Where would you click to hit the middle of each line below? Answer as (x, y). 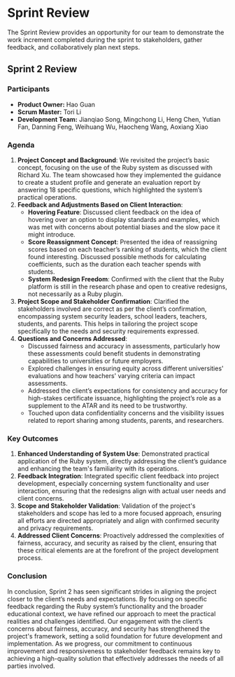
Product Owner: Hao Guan (56, 104)
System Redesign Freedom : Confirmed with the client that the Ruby (126, 279)
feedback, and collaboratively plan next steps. (74, 47)
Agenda (21, 145)
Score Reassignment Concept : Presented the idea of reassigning (122, 242)
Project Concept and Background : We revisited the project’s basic (113, 160)
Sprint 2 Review (42, 69)
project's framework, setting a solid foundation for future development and (115, 636)
